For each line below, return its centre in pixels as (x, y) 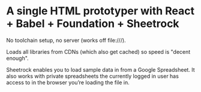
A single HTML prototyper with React (100, 11)
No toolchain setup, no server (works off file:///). (66, 40)
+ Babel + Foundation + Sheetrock (93, 24)
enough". (17, 58)
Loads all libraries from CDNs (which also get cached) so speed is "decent (98, 51)
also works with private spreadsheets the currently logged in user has (92, 76)
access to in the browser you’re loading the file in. (68, 82)
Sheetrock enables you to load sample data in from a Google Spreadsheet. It (100, 69)
